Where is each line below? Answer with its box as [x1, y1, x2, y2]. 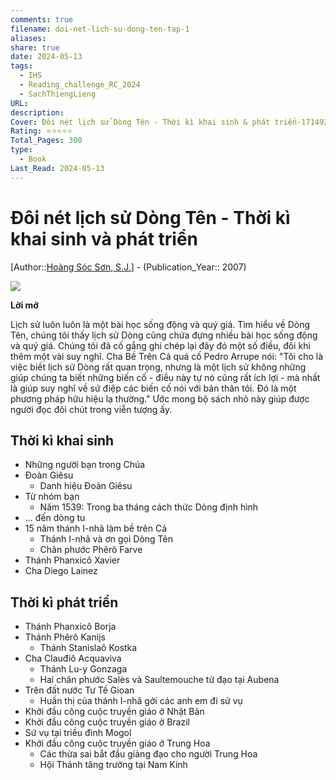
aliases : [10, 33, 47, 43]
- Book [19, 154, 47, 164]
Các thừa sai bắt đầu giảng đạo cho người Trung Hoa [39, 748, 258, 760]
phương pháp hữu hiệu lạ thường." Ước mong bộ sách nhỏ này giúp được [10, 392, 310, 405]
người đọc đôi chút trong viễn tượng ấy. [10, 403, 173, 415]
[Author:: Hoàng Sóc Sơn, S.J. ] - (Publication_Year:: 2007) [10, 261, 247, 273]
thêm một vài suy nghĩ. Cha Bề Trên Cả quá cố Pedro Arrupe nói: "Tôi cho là [10, 350, 323, 362]
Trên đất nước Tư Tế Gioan [24, 684, 135, 696]
